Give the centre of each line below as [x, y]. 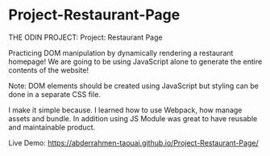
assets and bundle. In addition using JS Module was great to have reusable [133, 118]
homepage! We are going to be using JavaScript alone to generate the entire [135, 61]
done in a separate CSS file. [54, 94]
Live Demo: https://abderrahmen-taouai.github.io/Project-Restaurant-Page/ [134, 142]
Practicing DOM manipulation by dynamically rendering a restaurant [121, 53]
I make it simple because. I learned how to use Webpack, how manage [125, 110]
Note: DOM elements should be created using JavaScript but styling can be [134, 86]
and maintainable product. [52, 127]
